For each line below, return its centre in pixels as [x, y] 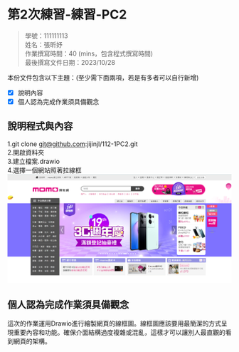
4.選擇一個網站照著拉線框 [44, 170]
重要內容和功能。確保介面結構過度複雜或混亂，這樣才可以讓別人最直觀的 [119, 332]
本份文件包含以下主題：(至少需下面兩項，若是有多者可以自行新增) [103, 77]
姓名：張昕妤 [43, 44]
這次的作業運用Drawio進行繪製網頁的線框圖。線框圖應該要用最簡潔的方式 [115, 323]
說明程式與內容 [40, 126]
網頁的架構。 [32, 341]
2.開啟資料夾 [26, 152]
